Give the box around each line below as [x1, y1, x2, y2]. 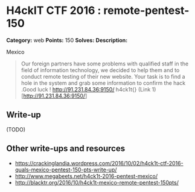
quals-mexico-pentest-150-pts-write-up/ [14, 166, 117, 173]
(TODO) [6, 125, 26, 133]
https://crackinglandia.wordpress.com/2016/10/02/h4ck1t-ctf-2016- [14, 159, 184, 167]
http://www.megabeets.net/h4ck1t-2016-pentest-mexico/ [14, 172, 158, 179]
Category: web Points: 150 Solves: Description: [6, 36, 128, 44]
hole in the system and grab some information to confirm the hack [21, 79, 186, 87]
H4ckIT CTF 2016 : [6, 4, 101, 18]
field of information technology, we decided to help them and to [21, 66, 180, 73]
